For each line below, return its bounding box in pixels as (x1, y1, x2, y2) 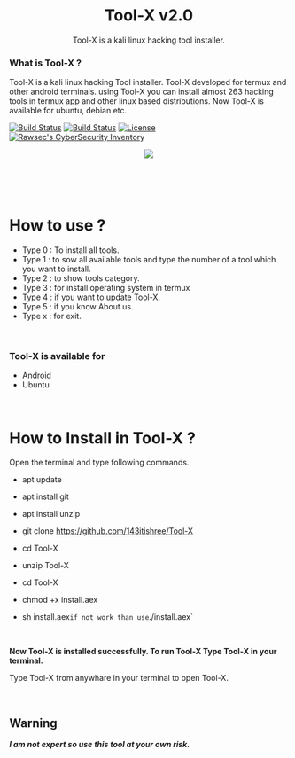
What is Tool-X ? (9, 57, 82, 69)
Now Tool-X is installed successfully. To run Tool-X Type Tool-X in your (9, 646, 277, 657)
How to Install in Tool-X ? (9, 427, 197, 448)
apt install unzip (21, 509, 81, 520)
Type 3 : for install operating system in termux (21, 283, 190, 293)
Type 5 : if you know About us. (21, 301, 135, 312)
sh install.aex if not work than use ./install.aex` (21, 612, 193, 622)
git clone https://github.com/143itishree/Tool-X (21, 526, 193, 536)
